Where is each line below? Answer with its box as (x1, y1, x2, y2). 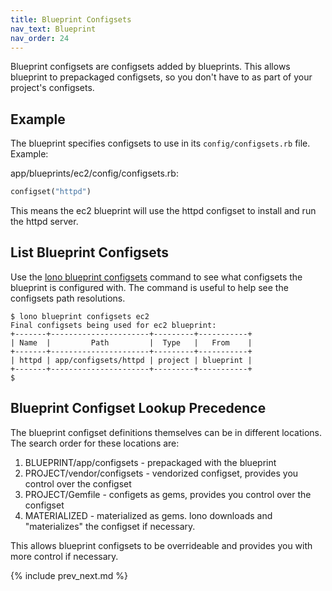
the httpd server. (10, 216, 79, 228)
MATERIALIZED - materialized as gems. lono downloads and (24, 509, 273, 521)
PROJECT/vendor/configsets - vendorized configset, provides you (24, 467, 299, 479)
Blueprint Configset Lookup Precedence (10, 400, 267, 417)
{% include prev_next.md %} (10, 569, 128, 581)
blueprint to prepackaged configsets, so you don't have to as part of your (10, 71, 313, 83)
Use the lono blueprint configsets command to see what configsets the (10, 271, 303, 283)
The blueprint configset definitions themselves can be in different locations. (10, 426, 323, 438)
